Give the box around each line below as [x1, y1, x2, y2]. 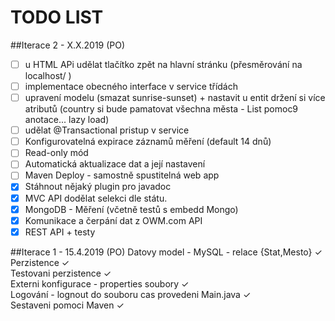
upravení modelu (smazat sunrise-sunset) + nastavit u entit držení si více [24, 92, 326, 104]
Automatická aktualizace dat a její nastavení [24, 158, 206, 170]
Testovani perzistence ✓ [10, 267, 112, 279]
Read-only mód [24, 147, 89, 159]
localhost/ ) [24, 70, 72, 81]
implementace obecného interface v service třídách [24, 81, 239, 92]
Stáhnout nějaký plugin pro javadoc [24, 181, 172, 193]
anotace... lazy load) [24, 114, 110, 126]
